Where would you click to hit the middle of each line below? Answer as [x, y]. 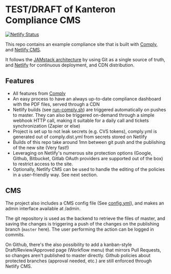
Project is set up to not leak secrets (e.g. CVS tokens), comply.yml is [85, 131]
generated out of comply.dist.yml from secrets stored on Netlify [80, 137]
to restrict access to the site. [43, 164]
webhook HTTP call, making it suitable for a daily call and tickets [81, 120]
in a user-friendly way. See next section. [55, 175]
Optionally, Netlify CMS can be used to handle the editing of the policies [89, 169]
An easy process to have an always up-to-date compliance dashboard [87, 98]
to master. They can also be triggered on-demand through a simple [83, 115]
